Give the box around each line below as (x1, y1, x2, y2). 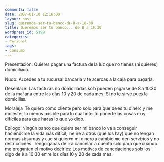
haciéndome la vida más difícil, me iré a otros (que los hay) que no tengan (5, 130, 154, 136)
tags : (5, 43, 16, 48)
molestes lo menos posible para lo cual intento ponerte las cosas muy (5, 110, 146, 116)
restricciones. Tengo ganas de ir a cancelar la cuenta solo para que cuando (5, 141, 158, 146)
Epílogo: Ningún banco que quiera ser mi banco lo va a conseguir (5, 125, 137, 131)
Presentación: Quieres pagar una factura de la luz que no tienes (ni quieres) (5, 61, 158, 67)
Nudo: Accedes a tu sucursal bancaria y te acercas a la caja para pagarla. (5, 76, 154, 82)
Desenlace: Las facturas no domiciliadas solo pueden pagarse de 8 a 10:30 (5, 85, 157, 91)
